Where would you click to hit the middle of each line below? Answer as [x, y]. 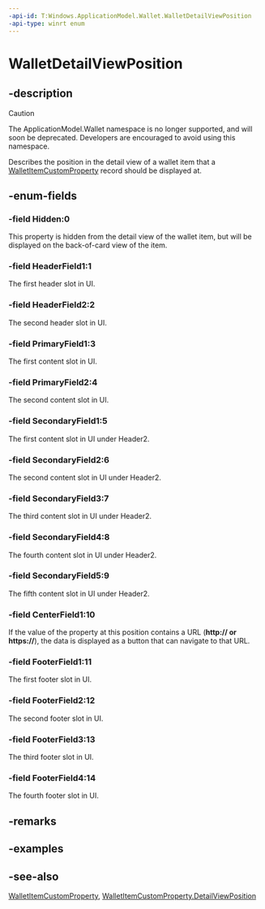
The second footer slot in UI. [56, 718]
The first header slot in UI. [52, 284]
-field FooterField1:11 [50, 662]
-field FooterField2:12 [52, 700]
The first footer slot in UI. [50, 679]
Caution [21, 113]
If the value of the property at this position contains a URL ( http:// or [123, 632]
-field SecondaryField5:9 [59, 575]
